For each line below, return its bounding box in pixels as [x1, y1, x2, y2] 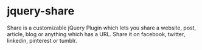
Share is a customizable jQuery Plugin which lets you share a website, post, [7, 24, 197, 31]
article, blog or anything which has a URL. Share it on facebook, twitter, [7, 30, 186, 37]
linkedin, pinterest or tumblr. [7, 37, 77, 44]
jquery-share [7, 4, 75, 18]
